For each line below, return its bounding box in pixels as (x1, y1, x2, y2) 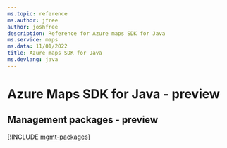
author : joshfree (7, 23, 59, 30)
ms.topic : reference (7, 10, 68, 18)
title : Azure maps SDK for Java (7, 50, 102, 57)
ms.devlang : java (7, 56, 59, 63)
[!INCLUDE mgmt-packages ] (7, 133, 90, 141)
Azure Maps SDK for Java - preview (7, 86, 221, 102)
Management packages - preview (7, 114, 159, 126)
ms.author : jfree (7, 17, 59, 24)
